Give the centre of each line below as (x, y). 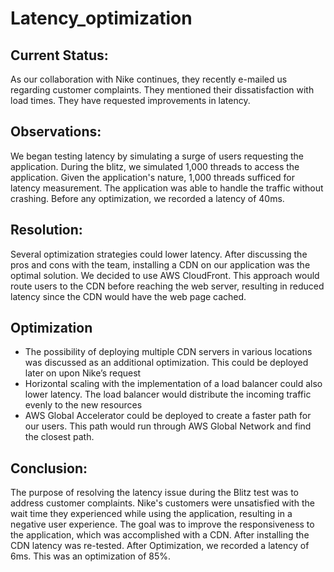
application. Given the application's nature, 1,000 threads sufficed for (152, 177)
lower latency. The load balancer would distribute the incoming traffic (168, 394)
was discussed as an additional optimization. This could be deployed (166, 363)
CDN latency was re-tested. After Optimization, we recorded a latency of (160, 546)
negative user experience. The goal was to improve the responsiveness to (162, 524)
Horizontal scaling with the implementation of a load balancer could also (173, 384)
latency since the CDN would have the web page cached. (128, 296)
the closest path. (59, 437)
